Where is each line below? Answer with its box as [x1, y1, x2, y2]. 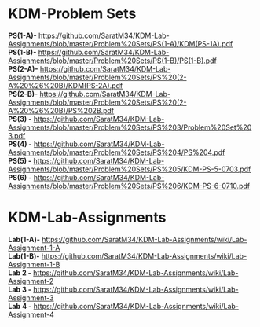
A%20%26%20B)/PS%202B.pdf [8, 105, 115, 115]
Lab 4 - [8, 301, 32, 310]
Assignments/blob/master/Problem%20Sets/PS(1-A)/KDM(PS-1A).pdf [8, 39, 233, 48]
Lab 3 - [8, 285, 32, 294]
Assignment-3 [8, 292, 54, 303]
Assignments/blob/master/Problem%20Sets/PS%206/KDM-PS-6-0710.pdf [8, 181, 250, 190]
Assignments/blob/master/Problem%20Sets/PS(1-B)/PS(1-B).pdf [8, 56, 218, 65]
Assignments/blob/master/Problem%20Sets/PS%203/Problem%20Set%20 [8, 123, 252, 132]
